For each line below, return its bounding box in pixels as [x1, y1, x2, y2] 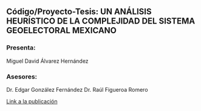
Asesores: [6, 72, 38, 81]
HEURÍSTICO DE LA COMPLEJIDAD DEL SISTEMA [6, 16, 196, 27]
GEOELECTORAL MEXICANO [6, 25, 117, 36]
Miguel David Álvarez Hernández [6, 57, 89, 65]
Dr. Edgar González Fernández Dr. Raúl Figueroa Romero [6, 86, 148, 93]
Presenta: [6, 43, 36, 52]
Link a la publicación [6, 98, 58, 105]
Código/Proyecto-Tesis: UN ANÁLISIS [6, 7, 152, 17]
